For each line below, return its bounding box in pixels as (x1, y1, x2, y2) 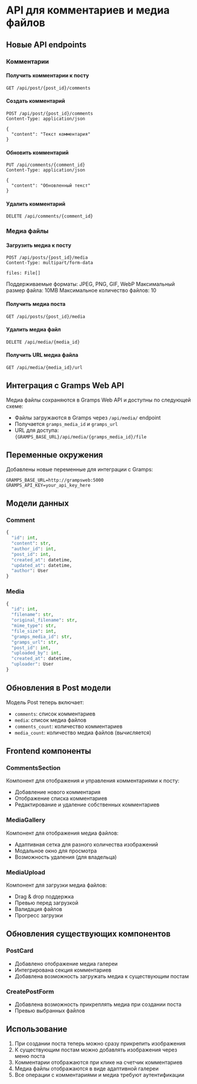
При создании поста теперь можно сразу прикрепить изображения (14, 1040, 186, 1047)
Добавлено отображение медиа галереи (14, 960, 118, 967)
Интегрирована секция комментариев (14, 966, 112, 974)
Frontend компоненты (6, 746, 91, 756)
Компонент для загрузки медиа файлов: (6, 881, 107, 888)
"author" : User (11, 568, 49, 574)
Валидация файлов (14, 906, 63, 913)
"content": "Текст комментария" (11, 131, 91, 137)
